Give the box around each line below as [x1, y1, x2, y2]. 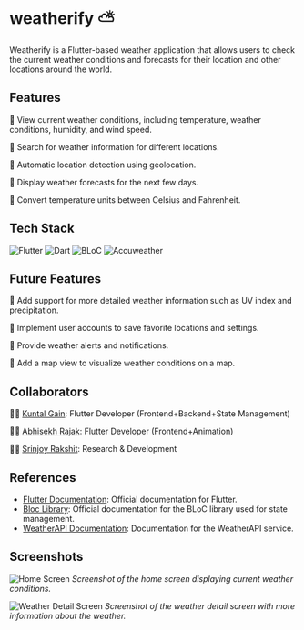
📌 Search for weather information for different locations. [9, 141, 220, 152]
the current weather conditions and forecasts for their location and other [9, 54, 281, 65]
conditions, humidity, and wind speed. [9, 124, 153, 135]
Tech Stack [9, 221, 75, 236]
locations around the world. [9, 64, 113, 75]
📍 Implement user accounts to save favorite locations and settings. [9, 323, 259, 334]
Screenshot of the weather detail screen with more [104, 600, 296, 611]
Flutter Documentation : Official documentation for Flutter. [22, 494, 238, 505]
